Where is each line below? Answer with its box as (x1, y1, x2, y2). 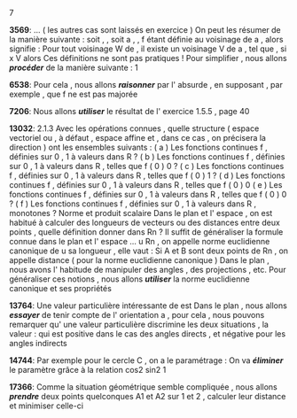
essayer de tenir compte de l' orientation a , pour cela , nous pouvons (9, 310, 265, 320)
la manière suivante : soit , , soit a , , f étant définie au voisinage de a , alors (9, 35, 284, 44)
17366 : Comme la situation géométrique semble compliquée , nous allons (9, 382, 277, 392)
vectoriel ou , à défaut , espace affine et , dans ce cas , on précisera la (9, 133, 266, 143)
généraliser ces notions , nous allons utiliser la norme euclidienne (9, 274, 250, 284)
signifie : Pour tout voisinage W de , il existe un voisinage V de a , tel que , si (9, 43, 287, 54)
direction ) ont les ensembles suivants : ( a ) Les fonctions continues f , (9, 142, 268, 152)
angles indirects (9, 338, 68, 348)
